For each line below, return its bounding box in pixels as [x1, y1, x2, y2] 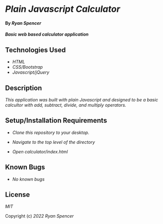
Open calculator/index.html [12, 148, 68, 154]
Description [5, 84, 42, 92]
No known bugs [12, 176, 45, 182]
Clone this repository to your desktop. [12, 130, 90, 135]
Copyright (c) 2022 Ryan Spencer [5, 213, 74, 219]
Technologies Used [5, 45, 66, 54]
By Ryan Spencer [5, 20, 41, 26]
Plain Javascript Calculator [5, 3, 121, 15]
